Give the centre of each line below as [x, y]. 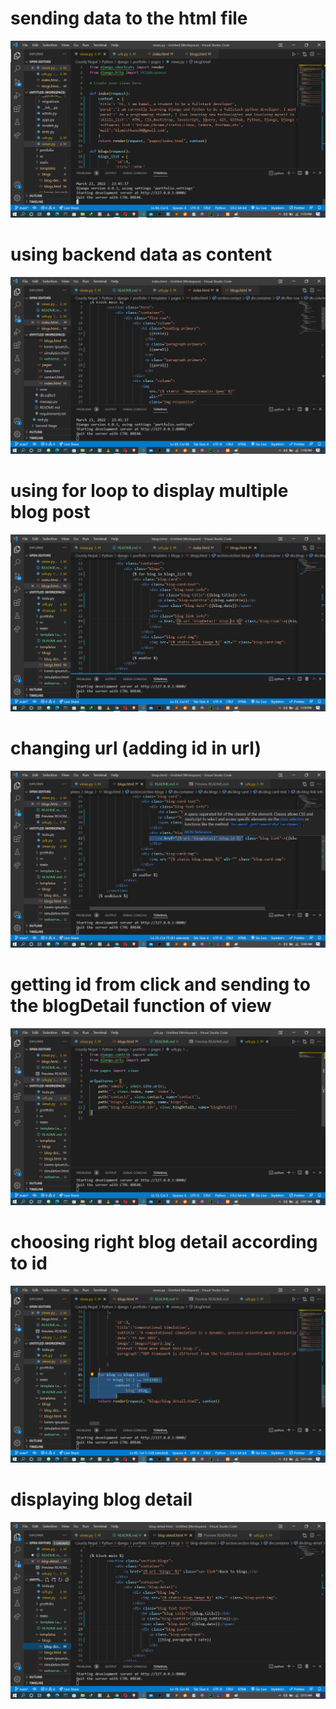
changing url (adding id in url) [136, 748]
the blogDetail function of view [141, 1005]
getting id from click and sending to [160, 984]
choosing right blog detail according [164, 1241]
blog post [50, 512]
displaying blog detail [101, 1499]
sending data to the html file [129, 18]
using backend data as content [141, 254]
